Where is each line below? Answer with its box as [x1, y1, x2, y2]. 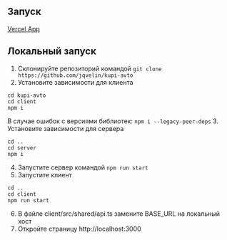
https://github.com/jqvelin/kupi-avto [17, 71, 133, 79]
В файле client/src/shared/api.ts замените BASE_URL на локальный [17, 209, 220, 218]
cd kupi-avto [7, 92, 46, 99]
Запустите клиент [17, 170, 73, 179]
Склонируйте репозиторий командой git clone [17, 64, 162, 73]
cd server [7, 144, 37, 152]
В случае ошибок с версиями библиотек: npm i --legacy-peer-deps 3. [7, 117, 219, 125]
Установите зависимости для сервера [7, 124, 124, 132]
